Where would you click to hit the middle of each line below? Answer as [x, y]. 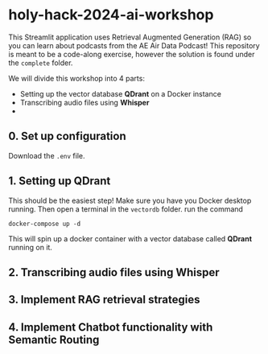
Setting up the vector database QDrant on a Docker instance [120, 93]
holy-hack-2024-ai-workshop [111, 15]
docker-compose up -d [45, 224]
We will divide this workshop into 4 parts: [76, 78]
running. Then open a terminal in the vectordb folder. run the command [126, 209]
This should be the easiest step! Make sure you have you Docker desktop [130, 200]
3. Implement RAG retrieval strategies [104, 300]
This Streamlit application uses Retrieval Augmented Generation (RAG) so [130, 37]
